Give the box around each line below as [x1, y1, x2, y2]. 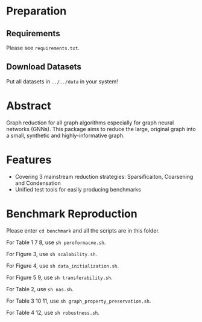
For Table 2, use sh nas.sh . [6, 285, 74, 292]
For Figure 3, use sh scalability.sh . [6, 250, 98, 257]
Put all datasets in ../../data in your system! [6, 77, 119, 85]
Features [6, 153, 52, 167]
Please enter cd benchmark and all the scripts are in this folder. [6, 227, 160, 234]
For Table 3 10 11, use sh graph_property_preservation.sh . [6, 297, 151, 304]
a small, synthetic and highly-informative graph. [6, 132, 125, 139]
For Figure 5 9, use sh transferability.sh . [6, 274, 113, 281]
